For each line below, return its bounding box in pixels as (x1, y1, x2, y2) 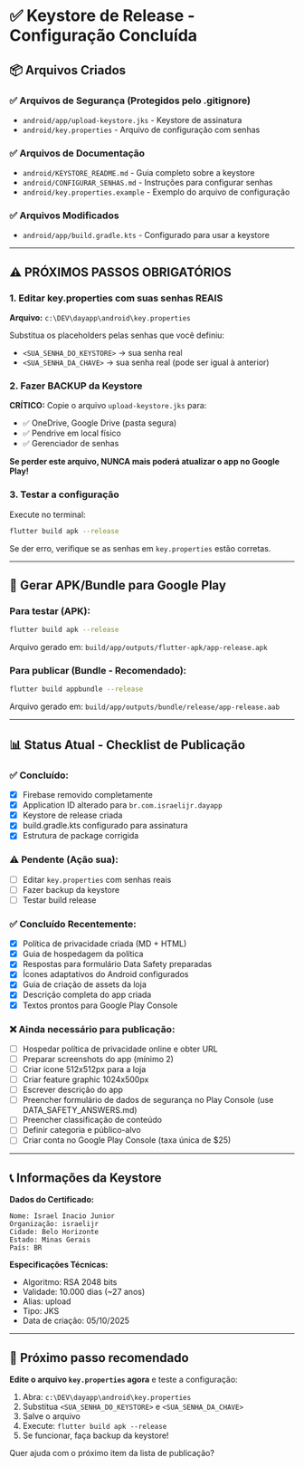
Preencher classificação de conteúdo (22, 1115, 163, 1126)
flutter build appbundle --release (9, 685, 144, 694)
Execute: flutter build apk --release (22, 1421, 167, 1432)
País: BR (9, 1243, 43, 1252)
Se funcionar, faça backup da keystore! (22, 1430, 169, 1441)
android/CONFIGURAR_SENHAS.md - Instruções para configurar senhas (22, 177, 273, 188)
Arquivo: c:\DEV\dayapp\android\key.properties (9, 312, 192, 323)
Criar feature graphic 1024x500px (22, 1074, 149, 1085)
